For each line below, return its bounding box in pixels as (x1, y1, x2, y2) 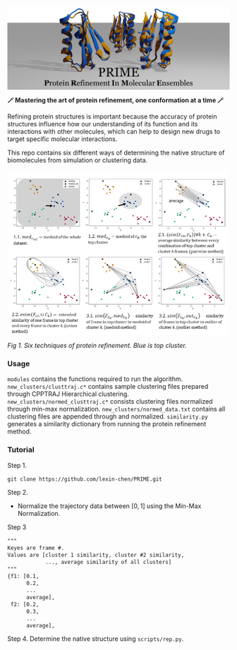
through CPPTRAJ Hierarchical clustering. (7, 390, 129, 398)
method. (7, 427, 32, 436)
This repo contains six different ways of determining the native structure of (7, 148, 225, 157)
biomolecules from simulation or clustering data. (7, 156, 148, 164)
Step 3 (7, 522, 27, 531)
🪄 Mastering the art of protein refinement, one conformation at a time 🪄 (7, 96, 224, 104)
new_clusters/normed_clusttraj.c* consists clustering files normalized (7, 397, 213, 406)
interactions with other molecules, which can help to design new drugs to (7, 127, 221, 136)
